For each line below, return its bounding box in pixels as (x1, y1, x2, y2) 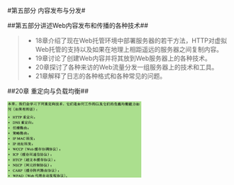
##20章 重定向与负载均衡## (7, 87, 89, 95)
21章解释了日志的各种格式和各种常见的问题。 (35, 72, 167, 80)
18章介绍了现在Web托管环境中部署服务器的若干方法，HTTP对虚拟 (35, 36, 228, 45)
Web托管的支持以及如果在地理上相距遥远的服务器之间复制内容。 (35, 45, 223, 53)
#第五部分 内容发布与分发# (7, 6, 86, 14)
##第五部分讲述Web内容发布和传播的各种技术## (7, 21, 149, 30)
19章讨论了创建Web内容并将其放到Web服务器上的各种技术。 (35, 54, 211, 62)
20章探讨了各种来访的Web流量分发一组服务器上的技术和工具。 (35, 63, 218, 71)
